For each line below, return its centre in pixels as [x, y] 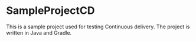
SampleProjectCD [51, 11]
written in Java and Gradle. [39, 32]
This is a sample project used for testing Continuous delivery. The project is [98, 27]
